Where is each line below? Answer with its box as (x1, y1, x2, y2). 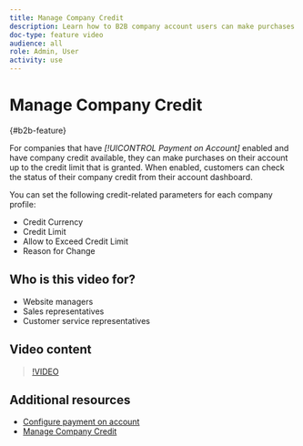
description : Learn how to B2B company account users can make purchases (9, 22, 296, 31)
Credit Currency (22, 216, 84, 228)
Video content (9, 342, 93, 358)
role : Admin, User (9, 47, 79, 56)
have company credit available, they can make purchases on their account (9, 152, 288, 163)
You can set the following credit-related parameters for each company (9, 188, 273, 200)
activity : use (9, 56, 64, 65)
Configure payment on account (22, 416, 140, 428)
